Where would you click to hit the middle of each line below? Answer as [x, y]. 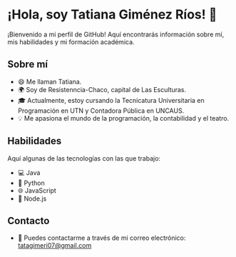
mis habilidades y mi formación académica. [71, 41]
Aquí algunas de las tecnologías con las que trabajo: [84, 158]
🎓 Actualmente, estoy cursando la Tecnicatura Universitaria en [111, 100]
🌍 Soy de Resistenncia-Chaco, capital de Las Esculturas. [102, 89]
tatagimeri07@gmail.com [55, 246]
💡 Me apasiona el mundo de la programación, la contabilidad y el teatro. [123, 118]
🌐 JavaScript [37, 190]
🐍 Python [31, 183]
